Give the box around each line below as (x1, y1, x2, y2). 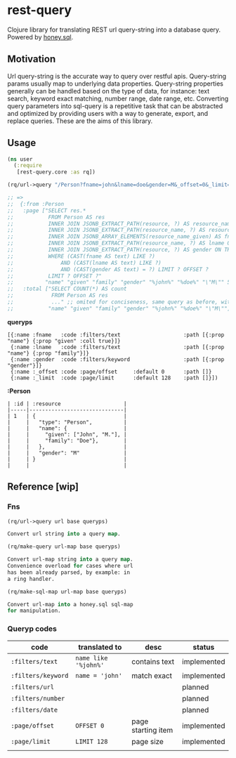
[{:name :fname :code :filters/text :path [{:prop (7, 331, 225, 339)
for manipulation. (7, 607, 61, 615)
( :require (13, 162, 42, 169)
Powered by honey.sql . (7, 32, 74, 41)
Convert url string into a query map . (7, 530, 121, 537)
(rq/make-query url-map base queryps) (7, 543, 121, 550)
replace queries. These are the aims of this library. (7, 117, 153, 125)
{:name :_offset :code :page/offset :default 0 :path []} (10, 368, 212, 375)
